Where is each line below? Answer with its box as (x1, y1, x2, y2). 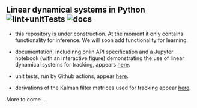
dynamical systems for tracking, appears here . (14, 61, 130, 68)
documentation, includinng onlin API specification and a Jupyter (14, 48, 174, 55)
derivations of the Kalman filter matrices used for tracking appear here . (14, 84, 191, 91)
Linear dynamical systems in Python (6, 5, 145, 15)
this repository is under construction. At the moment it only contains (14, 30, 184, 37)
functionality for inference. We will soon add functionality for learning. (14, 36, 188, 44)
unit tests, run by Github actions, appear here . (14, 72, 129, 80)
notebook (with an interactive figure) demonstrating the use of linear (14, 54, 184, 62)
